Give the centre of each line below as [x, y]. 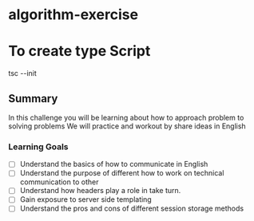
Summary [33, 99]
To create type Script [79, 51]
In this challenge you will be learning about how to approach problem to [126, 117]
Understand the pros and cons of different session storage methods [132, 208]
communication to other [59, 182]
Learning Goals [39, 147]
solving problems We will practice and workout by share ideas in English [127, 126]
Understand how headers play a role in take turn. [100, 191]
